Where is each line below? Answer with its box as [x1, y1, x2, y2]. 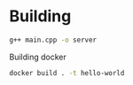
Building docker [9, 51, 66, 62]
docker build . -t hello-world [9, 68, 125, 77]
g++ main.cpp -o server [9, 35, 98, 44]
